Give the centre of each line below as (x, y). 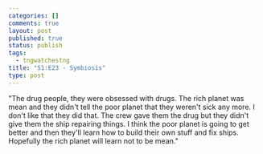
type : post (27, 75)
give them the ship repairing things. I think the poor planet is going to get (129, 124)
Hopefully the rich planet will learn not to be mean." (93, 140)
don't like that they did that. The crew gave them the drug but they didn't (129, 115)
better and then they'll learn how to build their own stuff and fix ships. (123, 132)
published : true (35, 38)
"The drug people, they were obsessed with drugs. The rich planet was (126, 98)
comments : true (34, 23)
